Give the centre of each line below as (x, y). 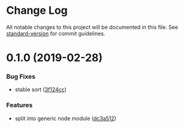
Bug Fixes (21, 77)
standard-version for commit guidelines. (56, 33)
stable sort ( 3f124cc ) (41, 90)
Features (19, 105)
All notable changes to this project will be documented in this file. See (92, 27)
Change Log (37, 11)
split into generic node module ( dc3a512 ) (66, 118)
